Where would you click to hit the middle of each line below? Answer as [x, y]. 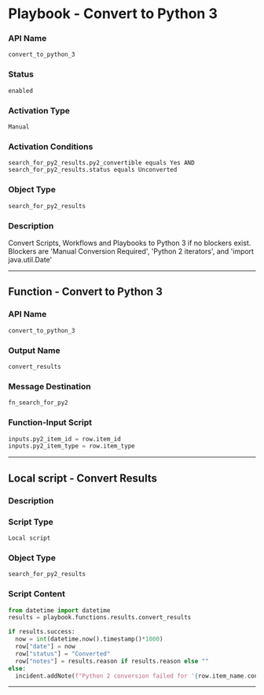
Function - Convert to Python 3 [85, 292]
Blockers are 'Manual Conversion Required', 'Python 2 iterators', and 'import [131, 251]
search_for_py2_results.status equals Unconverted [93, 170]
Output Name [34, 350]
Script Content [37, 594]
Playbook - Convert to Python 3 [113, 14]
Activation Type [39, 110]
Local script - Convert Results [82, 478]
